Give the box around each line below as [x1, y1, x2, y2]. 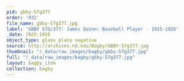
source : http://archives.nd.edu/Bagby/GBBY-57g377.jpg [6, 43, 149, 49]
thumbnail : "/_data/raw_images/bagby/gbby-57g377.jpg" [6, 49, 149, 55]
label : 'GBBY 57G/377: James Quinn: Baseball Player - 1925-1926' [6, 26, 179, 32]
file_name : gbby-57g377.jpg [6, 20, 78, 26]
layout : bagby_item [6, 60, 56, 66]
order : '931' [6, 15, 40, 21]
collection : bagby [6, 65, 53, 72]
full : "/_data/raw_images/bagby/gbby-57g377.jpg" [6, 54, 136, 60]
